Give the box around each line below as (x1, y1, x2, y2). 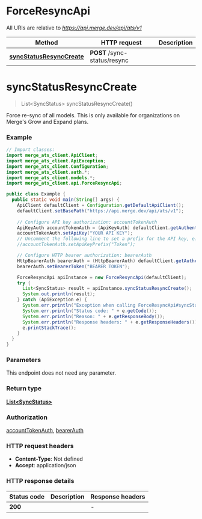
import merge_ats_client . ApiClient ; (6, 152, 98, 159)
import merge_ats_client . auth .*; (6, 169, 90, 175)
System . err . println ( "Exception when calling (22, 302, 136, 309)
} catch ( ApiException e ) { (17, 296, 87, 303)
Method (35, 38, 58, 46)
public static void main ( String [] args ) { (11, 197, 120, 203)
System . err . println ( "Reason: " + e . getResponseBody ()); (22, 313, 165, 319)
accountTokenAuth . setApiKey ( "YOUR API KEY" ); (17, 230, 133, 236)
